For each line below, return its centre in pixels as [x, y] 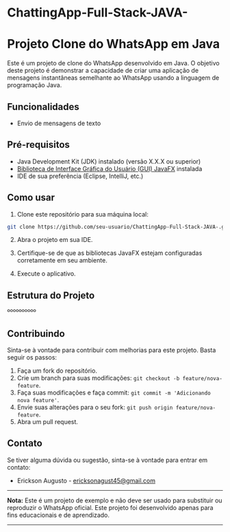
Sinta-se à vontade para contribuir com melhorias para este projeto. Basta [112, 350]
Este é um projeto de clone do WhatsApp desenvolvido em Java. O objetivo [114, 63]
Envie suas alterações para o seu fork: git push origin [95, 408]
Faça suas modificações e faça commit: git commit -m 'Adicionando [114, 392]
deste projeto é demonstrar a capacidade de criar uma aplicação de [103, 71]
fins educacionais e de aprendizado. [59, 515]
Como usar [31, 198]
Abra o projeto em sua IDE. [55, 240]
